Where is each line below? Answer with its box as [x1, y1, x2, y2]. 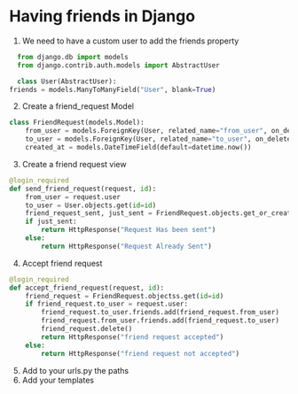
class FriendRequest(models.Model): [9, 118, 145, 127]
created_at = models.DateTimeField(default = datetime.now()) [25, 143, 252, 152]
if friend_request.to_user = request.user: [25, 299, 189, 309]
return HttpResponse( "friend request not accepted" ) [41, 349, 240, 358]
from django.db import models [17, 52, 129, 61]
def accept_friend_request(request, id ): [9, 283, 165, 292]
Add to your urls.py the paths [21, 365, 129, 375]
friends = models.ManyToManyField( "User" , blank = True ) [9, 85, 216, 94]
